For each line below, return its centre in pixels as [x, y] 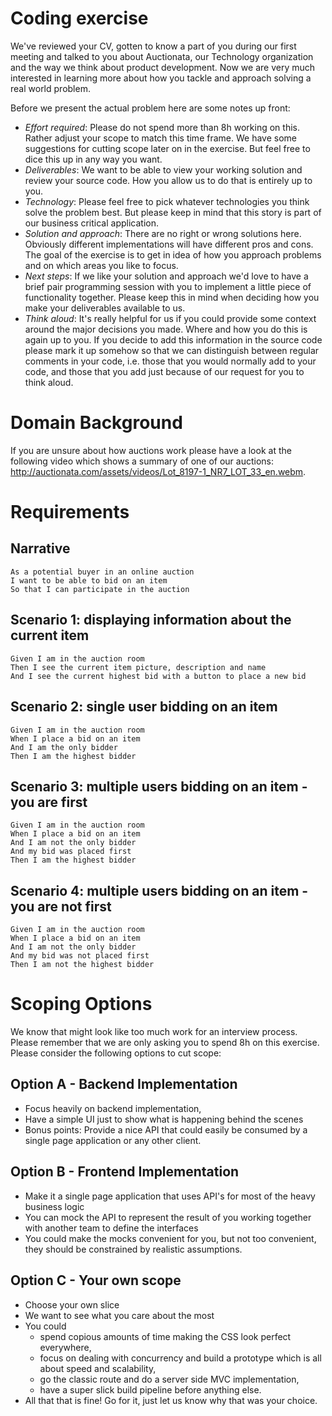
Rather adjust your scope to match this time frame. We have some [160, 138]
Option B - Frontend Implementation [125, 1172]
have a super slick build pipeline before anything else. [150, 1389]
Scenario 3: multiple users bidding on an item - [159, 786]
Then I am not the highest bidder [82, 965]
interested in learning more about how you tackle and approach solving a [161, 78]
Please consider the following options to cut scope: [116, 1053]
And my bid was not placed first [80, 956]
